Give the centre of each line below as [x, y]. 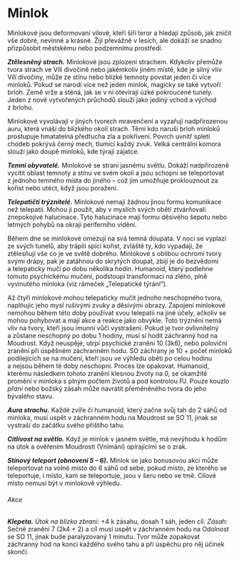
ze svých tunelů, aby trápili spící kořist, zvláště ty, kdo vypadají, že [105, 246]
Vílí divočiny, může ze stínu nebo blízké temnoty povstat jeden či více [110, 77]
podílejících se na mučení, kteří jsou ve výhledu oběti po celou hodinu [110, 358]
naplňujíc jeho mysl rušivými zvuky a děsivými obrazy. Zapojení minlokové [117, 305]
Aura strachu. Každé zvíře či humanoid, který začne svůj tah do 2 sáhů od [117, 410]
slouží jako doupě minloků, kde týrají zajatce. [73, 151]
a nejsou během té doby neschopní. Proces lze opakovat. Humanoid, [108, 366]
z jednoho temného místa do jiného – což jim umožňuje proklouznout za [113, 180]
